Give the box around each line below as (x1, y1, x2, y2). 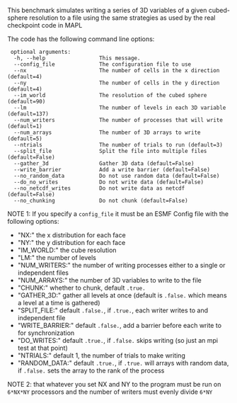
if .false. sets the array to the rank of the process (17, 366, 165, 375)
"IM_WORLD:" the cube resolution (17, 246, 117, 254)
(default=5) (7, 135, 42, 142)
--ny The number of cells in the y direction (13, 79, 220, 86)
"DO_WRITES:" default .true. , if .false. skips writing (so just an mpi (17, 336, 218, 344)
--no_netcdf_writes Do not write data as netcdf (13, 185, 185, 192)
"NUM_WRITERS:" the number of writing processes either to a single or (17, 261, 226, 269)
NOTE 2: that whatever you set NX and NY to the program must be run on (7, 380, 221, 388)
